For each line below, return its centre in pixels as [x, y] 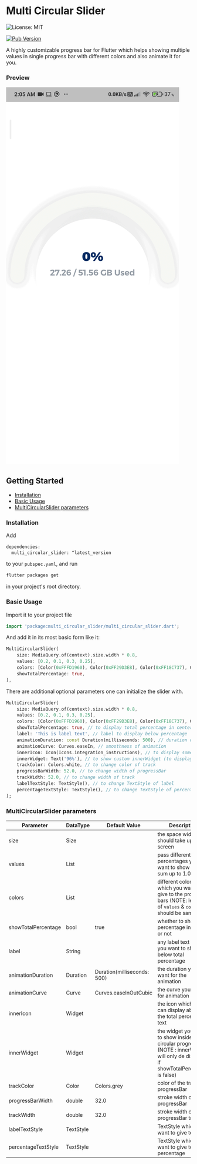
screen [166, 847]
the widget [170, 1031]
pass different [174, 854]
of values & [171, 907]
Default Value [123, 825]
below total [171, 954]
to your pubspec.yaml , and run [42, 564]
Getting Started [35, 481]
